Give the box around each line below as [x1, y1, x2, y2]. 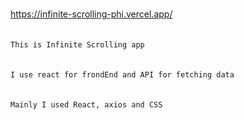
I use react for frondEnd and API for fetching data [10, 70, 235, 80]
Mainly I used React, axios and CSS [10, 100, 163, 110]
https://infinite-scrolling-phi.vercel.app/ [10, 8, 173, 20]
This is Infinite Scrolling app [10, 40, 145, 50]
